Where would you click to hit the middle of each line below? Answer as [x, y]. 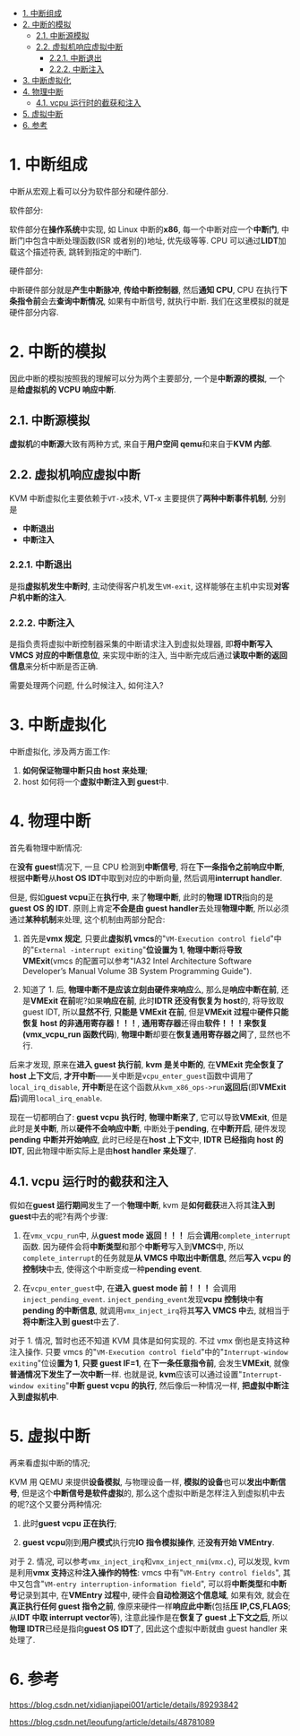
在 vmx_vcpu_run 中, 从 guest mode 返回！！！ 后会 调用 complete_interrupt [156, 1235]
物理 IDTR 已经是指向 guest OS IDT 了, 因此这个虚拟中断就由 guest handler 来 [149, 1628]
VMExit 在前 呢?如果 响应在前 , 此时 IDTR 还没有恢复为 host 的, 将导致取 [157, 1000]
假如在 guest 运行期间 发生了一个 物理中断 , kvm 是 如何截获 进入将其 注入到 [142, 1205]
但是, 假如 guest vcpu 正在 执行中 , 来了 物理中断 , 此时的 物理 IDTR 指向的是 [141, 897]
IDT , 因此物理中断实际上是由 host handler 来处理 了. [103, 1151]
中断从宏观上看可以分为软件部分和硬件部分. [89, 191]
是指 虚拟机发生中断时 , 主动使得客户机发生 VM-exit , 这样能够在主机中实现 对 [146, 586]
